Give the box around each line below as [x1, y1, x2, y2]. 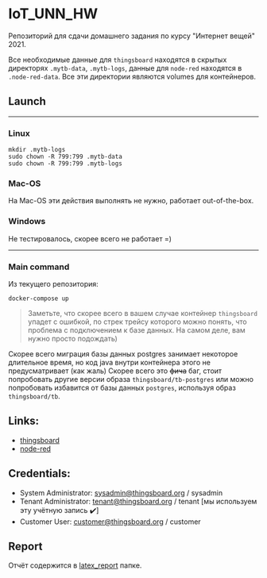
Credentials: [8, 467, 71, 480]
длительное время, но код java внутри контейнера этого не [8, 357, 211, 367]
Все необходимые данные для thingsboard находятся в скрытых [8, 55, 227, 64]
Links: [8, 414, 40, 428]
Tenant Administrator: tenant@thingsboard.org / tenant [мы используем [19, 496, 257, 506]
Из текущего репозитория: [8, 279, 99, 288]
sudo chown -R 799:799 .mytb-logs [8, 160, 123, 168]
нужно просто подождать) [27, 333, 118, 343]
